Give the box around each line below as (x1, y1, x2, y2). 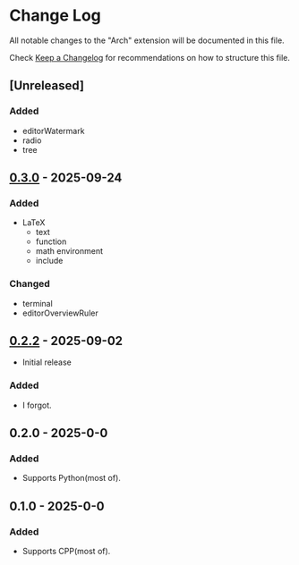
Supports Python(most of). (21, 473, 121, 484)
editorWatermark (21, 125, 85, 136)
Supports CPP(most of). (21, 546, 111, 557)
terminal (21, 298, 54, 308)
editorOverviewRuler (21, 308, 98, 318)
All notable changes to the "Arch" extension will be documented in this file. (9, 35, 285, 46)
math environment (35, 246, 103, 257)
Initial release (21, 357, 72, 367)
